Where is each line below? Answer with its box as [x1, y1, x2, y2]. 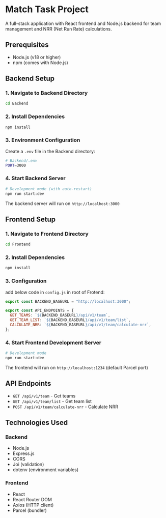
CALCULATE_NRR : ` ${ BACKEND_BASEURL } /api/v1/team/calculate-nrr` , [10, 322, 152, 328]
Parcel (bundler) [12, 507, 47, 513]
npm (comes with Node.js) [12, 60, 69, 66]
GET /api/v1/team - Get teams [12, 393, 76, 399]
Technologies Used [5, 418, 68, 427]
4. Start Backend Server [5, 175, 66, 182]
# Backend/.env [5, 158, 38, 163]
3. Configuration [5, 277, 47, 284]
